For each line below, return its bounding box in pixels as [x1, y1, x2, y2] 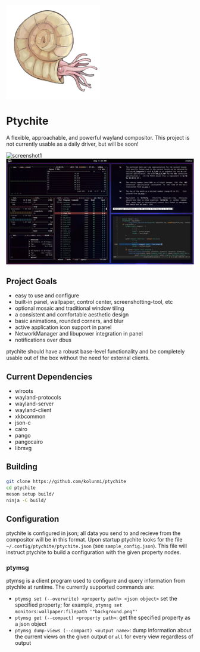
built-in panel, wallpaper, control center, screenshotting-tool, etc [14, 299, 173, 306]
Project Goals [6, 276, 58, 286]
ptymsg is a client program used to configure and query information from [6, 577, 186, 585]
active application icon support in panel [14, 324, 112, 331]
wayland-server [14, 400, 54, 407]
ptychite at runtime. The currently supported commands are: [6, 583, 155, 591]
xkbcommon [14, 413, 46, 420]
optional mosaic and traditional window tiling [14, 305, 124, 312]
